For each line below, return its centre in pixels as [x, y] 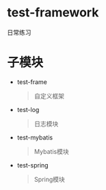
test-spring [33, 165]
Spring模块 [49, 179]
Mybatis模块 [52, 151]
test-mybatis [35, 137]
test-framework [53, 13]
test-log [28, 109]
